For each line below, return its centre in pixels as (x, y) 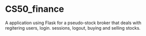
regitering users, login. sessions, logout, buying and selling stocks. (73, 28)
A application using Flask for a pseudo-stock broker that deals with (73, 23)
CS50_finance (35, 9)
